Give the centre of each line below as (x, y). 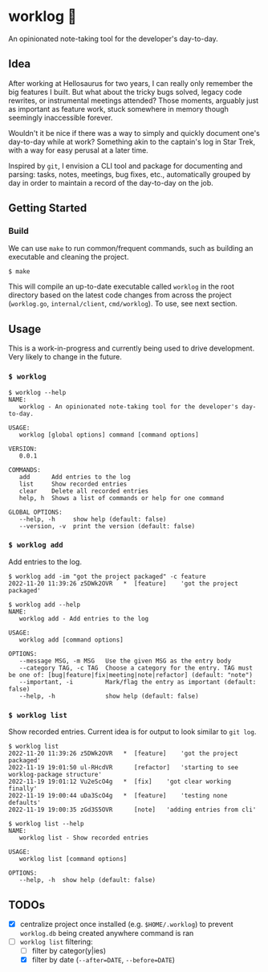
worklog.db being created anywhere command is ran (107, 933)
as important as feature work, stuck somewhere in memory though (118, 109)
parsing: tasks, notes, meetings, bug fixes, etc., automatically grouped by (130, 174)
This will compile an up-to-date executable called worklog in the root (121, 287)
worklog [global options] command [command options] (109, 435)
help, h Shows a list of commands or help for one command (122, 498)
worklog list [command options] (73, 859)
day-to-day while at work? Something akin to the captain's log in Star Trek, (132, 141)
